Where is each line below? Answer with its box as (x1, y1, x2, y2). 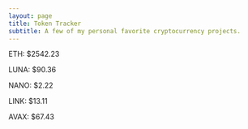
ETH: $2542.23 (8, 49, 60, 59)
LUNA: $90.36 (8, 65, 57, 75)
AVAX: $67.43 (8, 112, 55, 122)
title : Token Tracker (8, 19, 82, 28)
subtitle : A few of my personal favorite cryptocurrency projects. (8, 27, 242, 35)
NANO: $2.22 (8, 80, 54, 90)
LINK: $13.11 (8, 97, 48, 106)
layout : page (8, 11, 53, 20)
